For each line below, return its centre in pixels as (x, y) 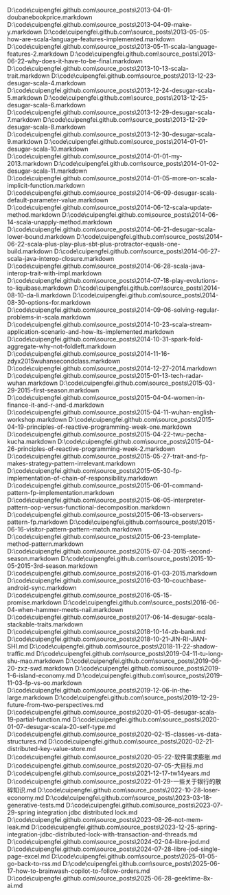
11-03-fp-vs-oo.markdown (45, 683)
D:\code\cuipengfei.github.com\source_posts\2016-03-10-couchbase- (107, 580)
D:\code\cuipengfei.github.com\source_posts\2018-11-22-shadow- (124, 646)
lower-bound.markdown (41, 236)
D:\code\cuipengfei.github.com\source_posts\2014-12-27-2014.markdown (112, 368)
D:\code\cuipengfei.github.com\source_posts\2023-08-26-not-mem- (105, 820)
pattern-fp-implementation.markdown (61, 493)
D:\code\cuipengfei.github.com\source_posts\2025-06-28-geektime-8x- (110, 878)
